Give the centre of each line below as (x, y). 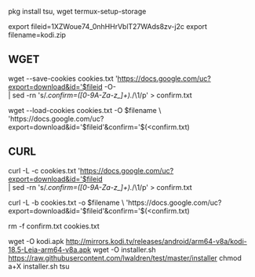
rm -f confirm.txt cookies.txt (54, 226)
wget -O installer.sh (124, 250)
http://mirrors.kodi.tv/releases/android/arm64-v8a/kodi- (156, 241)
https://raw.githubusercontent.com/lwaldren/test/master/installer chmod (125, 257)
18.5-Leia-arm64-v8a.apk (50, 250)
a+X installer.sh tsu (39, 266)
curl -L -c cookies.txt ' (44, 170)
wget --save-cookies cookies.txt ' (63, 78)
